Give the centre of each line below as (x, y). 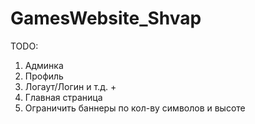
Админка (44, 65)
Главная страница (63, 97)
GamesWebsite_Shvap (106, 18)
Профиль (44, 76)
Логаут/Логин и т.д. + (70, 86)
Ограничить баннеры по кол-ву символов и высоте (135, 108)
